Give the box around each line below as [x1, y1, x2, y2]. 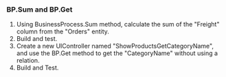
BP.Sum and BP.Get [6, 5, 73, 14]
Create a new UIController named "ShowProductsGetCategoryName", [16, 42, 214, 50]
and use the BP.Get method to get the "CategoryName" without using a [16, 49, 218, 57]
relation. [16, 57, 40, 65]
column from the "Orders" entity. [16, 27, 109, 35]
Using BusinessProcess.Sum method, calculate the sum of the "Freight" [16, 20, 220, 29]
